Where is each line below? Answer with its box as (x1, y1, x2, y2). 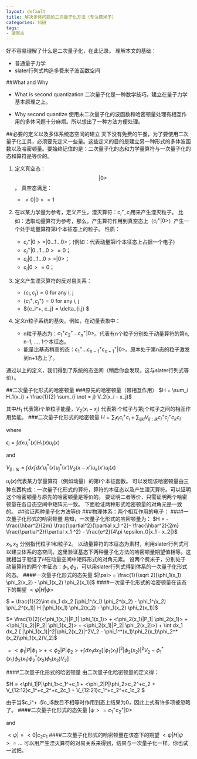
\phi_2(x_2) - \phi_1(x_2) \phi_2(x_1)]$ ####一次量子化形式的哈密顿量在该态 (6, 579, 186, 586)
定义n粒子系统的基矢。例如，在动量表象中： (14, 317, 121, 324)
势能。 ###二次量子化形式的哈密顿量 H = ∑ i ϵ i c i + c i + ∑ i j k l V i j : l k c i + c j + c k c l (11, 413, 181, 422)
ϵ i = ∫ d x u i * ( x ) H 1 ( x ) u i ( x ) (6, 438, 60, 447)
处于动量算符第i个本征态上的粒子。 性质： (19, 225, 121, 232)
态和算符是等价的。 (6, 153, 53, 160)
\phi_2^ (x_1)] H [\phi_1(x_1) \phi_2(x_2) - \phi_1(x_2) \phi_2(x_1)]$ (6, 604, 158, 611)
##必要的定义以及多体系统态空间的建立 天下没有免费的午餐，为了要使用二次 (6, 130, 189, 138)
